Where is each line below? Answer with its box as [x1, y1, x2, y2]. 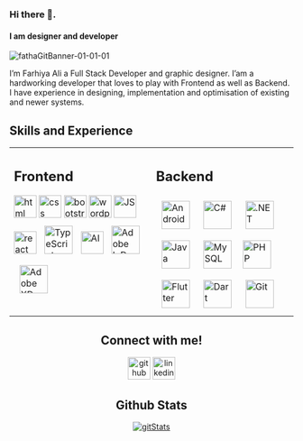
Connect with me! [100, 333, 203, 348]
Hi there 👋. [9, 8, 57, 21]
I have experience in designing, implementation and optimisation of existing [9, 87, 290, 98]
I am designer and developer [9, 31, 119, 41]
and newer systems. [9, 96, 85, 107]
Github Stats [115, 397, 188, 413]
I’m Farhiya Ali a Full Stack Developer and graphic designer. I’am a [9, 68, 254, 79]
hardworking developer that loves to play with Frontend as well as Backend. [9, 78, 290, 88]
